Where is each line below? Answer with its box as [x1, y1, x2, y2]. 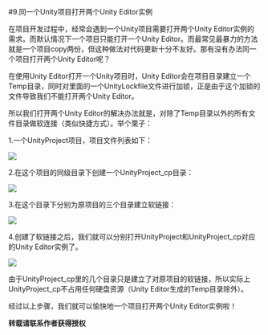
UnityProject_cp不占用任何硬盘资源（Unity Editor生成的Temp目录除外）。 [8, 284, 249, 293]
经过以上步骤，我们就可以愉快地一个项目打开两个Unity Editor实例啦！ [8, 301, 238, 311]
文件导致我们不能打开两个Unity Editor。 [8, 92, 139, 100]
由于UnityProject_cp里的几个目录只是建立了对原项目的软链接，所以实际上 [8, 274, 251, 284]
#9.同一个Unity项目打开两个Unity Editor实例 [8, 7, 153, 16]
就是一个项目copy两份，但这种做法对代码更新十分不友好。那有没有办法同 [8, 44, 250, 54]
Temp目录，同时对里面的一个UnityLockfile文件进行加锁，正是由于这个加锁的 [8, 81, 261, 91]
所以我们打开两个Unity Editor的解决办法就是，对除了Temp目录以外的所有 [8, 108, 249, 118]
